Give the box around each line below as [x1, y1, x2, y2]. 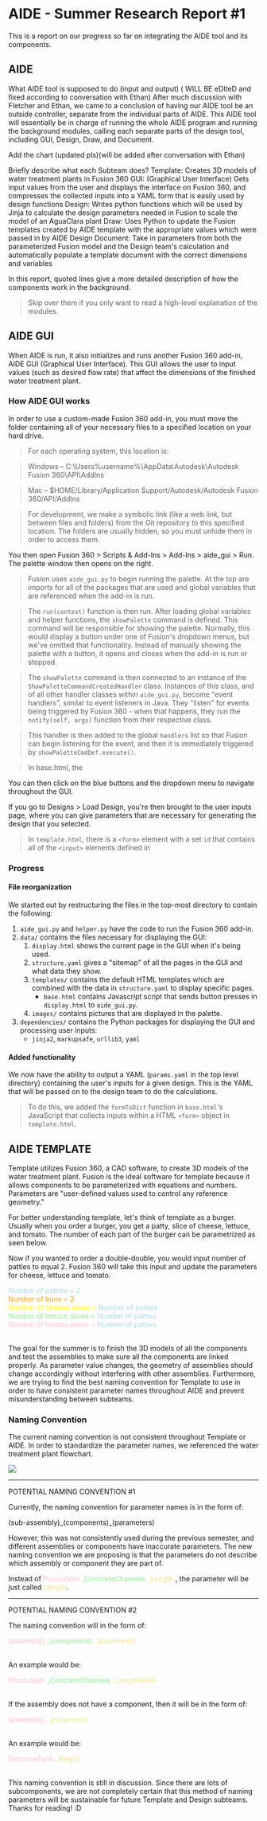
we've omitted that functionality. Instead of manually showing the [27, 640, 242, 650]
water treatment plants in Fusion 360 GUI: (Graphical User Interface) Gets [8, 174, 250, 183]
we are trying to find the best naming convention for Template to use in [8, 1377, 241, 1386]
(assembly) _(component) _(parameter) [8, 1636, 137, 1646]
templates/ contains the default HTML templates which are [31, 975, 225, 984]
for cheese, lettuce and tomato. [8, 1271, 111, 1280]
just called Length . [8, 1582, 69, 1592]
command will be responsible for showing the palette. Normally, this [27, 623, 250, 633]
